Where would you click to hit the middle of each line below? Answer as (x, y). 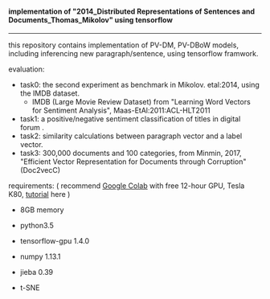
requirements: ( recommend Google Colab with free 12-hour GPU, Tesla (127, 186)
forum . (32, 128)
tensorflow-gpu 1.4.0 (55, 241)
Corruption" (227, 162)
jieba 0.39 (37, 272)
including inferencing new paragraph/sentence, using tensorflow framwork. (133, 54)
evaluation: (27, 69)
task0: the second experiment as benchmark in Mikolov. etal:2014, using (139, 85)
